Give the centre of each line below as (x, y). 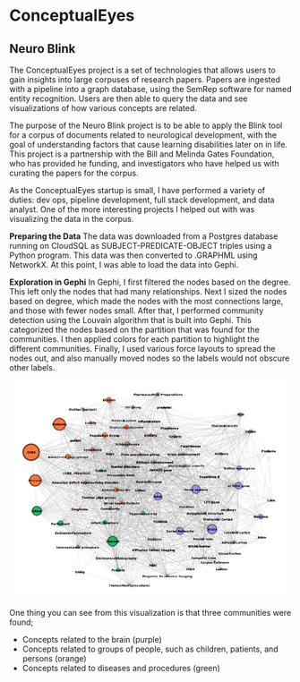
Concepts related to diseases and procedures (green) (121, 668)
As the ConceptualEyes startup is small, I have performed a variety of (137, 190)
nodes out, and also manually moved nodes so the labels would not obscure (150, 358)
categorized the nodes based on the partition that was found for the (134, 329)
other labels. (32, 367)
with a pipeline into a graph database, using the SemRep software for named (150, 89)
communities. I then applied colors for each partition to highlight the (134, 339)
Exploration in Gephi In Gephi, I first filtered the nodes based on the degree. (150, 282)
